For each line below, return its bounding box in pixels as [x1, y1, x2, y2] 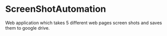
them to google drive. [5, 25, 50, 31]
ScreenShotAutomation [5, 3, 106, 15]
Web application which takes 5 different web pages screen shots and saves [5, 20, 162, 26]
